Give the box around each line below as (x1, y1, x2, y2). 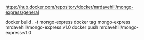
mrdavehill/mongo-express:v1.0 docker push (5, 24, 99, 30)
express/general (5, 9, 39, 15)
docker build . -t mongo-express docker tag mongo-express (5, 19, 131, 25)
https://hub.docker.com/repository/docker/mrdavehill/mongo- (5, 4, 134, 10)
